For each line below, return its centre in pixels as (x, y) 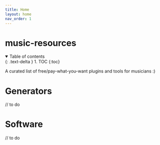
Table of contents (27, 56)
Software (24, 124)
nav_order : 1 (18, 19)
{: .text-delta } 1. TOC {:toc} (32, 62)
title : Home (17, 10)
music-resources (41, 43)
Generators (29, 91)
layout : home (18, 14)
